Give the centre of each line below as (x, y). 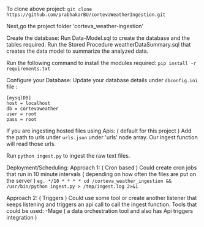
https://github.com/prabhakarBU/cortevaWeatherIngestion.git (86, 15)
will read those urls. (31, 144)
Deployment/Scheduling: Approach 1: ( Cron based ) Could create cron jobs (102, 167)
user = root (21, 114)
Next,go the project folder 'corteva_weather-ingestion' (75, 26)
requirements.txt (28, 69)
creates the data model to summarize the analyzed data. (77, 51)
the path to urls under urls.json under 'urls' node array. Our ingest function (102, 137)
